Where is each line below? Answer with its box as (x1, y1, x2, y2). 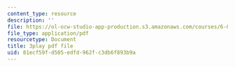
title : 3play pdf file (7, 43, 73, 50)
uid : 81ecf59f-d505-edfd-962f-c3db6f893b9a (7, 50, 136, 57)
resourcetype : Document (7, 36, 77, 43)
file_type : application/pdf (7, 29, 90, 37)
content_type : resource (7, 10, 77, 17)
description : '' (7, 17, 55, 24)
